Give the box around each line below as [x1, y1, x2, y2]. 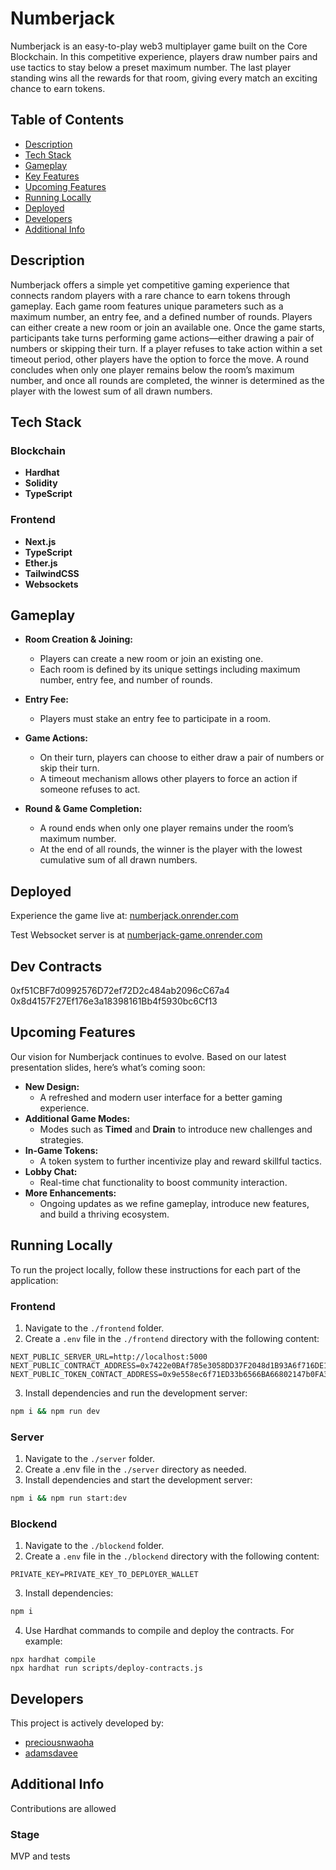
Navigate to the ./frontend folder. [24, 1322, 165, 1334]
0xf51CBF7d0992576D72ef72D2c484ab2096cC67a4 [10, 984, 230, 996]
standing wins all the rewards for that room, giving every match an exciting [10, 72, 318, 84]
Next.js [24, 535, 57, 547]
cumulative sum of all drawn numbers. [39, 854, 198, 866]
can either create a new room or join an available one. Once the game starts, [10, 321, 326, 333]
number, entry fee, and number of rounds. [39, 674, 213, 686]
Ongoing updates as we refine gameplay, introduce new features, [39, 1197, 310, 1209]
